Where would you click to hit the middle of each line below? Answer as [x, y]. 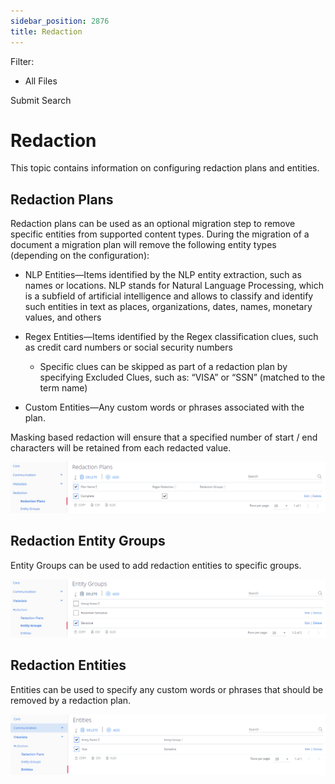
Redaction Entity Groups [88, 541]
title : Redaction [46, 31]
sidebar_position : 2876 [60, 21]
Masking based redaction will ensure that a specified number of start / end [164, 437]
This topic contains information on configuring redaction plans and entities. [165, 168]
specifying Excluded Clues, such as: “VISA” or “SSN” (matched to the [182, 377]
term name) [63, 388]
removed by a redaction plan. [71, 700]
